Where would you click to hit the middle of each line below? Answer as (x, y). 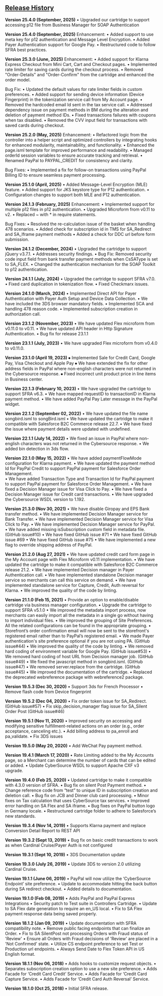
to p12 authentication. (27, 269)
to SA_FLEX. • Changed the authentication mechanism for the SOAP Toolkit (80, 264)
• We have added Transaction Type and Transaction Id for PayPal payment (80, 479)
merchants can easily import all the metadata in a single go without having (79, 615)
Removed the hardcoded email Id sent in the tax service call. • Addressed (79, 104)
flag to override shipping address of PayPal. (49, 545)
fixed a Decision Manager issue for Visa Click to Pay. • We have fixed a (76, 489)
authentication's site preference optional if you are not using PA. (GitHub (78, 641)
